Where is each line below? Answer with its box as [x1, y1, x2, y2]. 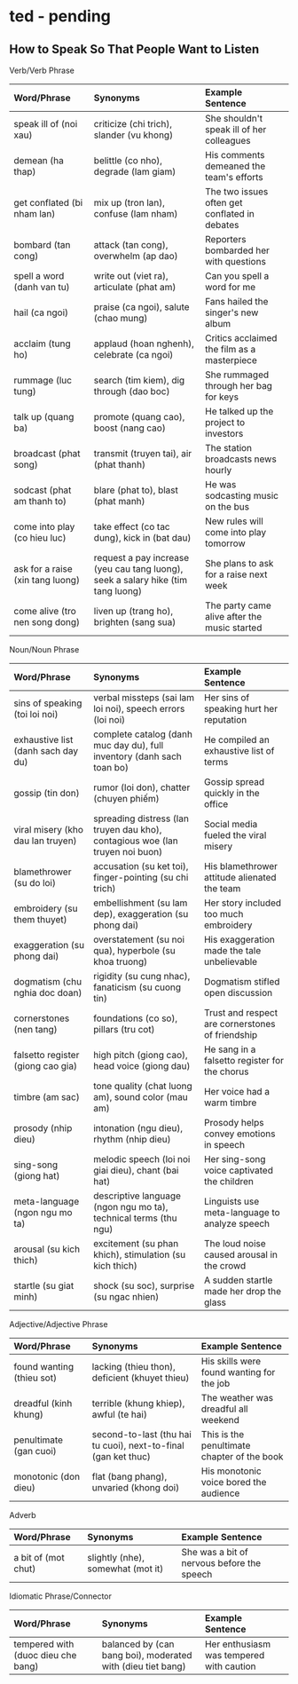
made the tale [203, 945, 262, 956]
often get [205, 197, 243, 209]
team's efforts [205, 171, 263, 183]
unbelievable [203, 956, 258, 968]
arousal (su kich [13, 1243, 81, 1255]
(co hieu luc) [13, 532, 67, 543]
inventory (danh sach [92, 750, 182, 763]
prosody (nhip [13, 1122, 73, 1134]
